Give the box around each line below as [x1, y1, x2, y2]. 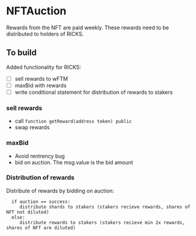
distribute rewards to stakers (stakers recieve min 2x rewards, [19, 219, 185, 225]
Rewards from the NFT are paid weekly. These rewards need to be [6, 24, 169, 31]
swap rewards [14, 124, 50, 131]
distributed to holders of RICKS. [6, 30, 84, 37]
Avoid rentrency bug [14, 152, 65, 160]
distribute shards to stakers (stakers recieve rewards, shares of [19, 204, 191, 210]
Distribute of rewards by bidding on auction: [6, 187, 114, 194]
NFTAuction [6, 4, 67, 18]
